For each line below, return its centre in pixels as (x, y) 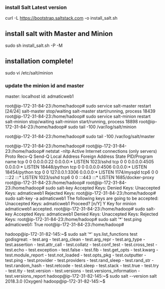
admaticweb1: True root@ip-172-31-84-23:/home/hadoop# (65, 225)
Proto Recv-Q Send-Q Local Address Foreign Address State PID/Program (79, 156)
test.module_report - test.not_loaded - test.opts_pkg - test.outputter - (76, 255)
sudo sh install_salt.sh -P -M (34, 45)
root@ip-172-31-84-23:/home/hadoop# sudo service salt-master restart (78, 106)
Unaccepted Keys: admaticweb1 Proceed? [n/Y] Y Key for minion (71, 204)
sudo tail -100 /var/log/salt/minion (102, 127)
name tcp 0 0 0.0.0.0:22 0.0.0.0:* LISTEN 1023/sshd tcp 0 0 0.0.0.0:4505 (80, 162)
